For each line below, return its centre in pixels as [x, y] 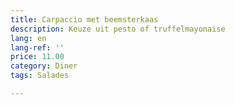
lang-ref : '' [37, 47]
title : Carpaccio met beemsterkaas [84, 19]
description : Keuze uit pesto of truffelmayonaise [118, 29]
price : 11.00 [37, 57]
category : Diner [44, 66]
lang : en [28, 38]
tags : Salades [40, 76]
